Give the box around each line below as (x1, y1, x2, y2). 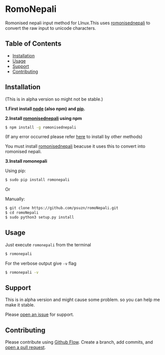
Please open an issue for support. (5, 311, 74, 318)
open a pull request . (5, 345, 46, 351)
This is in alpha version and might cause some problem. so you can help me (5, 296, 160, 303)
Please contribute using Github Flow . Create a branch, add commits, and (5, 339, 153, 345)
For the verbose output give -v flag (5, 260, 77, 266)
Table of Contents (5, 40, 62, 48)
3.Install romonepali (5, 158, 48, 164)
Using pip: (5, 168, 26, 174)
